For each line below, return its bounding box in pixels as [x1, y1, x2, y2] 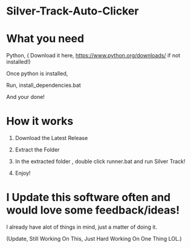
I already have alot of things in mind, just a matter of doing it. [6, 223, 157, 231]
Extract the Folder [15, 146, 60, 153]
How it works [6, 115, 74, 128]
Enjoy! [15, 170, 31, 177]
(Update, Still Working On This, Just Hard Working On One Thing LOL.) [6, 235, 183, 242]
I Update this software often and [6, 191, 171, 205]
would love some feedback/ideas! [6, 203, 180, 217]
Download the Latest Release [15, 135, 88, 142]
